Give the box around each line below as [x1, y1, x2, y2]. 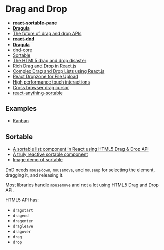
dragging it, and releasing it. [5, 172, 64, 178]
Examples [5, 104, 37, 113]
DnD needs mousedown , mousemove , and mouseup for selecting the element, [5, 166, 155, 173]
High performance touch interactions [12, 79, 90, 85]
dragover [12, 229, 31, 234]
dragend [12, 213, 29, 218]
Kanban [12, 117, 29, 124]
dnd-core [12, 47, 33, 53]
